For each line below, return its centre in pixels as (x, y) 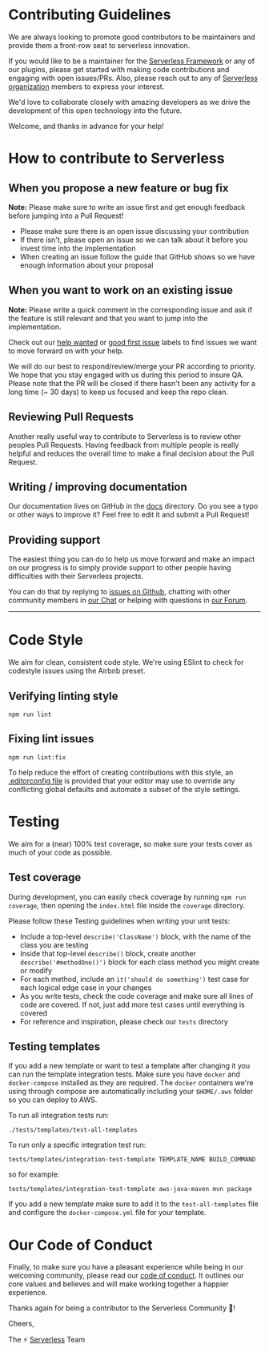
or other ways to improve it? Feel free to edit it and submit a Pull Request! (129, 515)
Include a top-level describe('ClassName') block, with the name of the (135, 936)
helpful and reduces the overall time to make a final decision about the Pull (131, 453)
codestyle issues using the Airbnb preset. (77, 671)
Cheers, (21, 1324)
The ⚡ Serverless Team (47, 1340)
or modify (36, 970)
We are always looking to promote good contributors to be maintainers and (132, 37)
